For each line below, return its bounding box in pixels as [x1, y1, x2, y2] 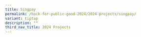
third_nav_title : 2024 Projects [5, 25, 71, 30]
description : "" [5, 20, 38, 25]
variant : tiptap [5, 16, 38, 21]
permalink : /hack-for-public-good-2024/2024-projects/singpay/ [5, 12, 137, 16]
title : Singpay [5, 7, 36, 12]
